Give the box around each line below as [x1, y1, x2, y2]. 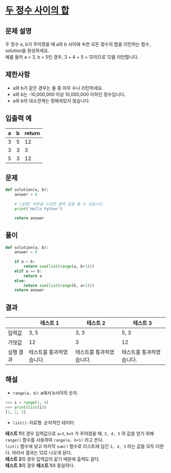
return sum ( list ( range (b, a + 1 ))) [23, 283, 95, 288]
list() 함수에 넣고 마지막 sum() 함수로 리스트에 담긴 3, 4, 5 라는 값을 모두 [5, 443, 155, 449]
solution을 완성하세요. [5, 48, 49, 54]
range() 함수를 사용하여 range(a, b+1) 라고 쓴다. [5, 437, 104, 443]
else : [14, 278, 26, 283]
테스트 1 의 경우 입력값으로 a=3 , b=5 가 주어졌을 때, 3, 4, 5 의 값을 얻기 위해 [5, 430, 154, 436]
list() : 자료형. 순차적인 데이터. [12, 419, 75, 425]
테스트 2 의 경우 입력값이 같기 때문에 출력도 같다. [5, 456, 100, 462]
